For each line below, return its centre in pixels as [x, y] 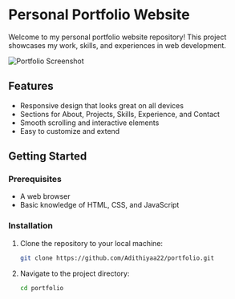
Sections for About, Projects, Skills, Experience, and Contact [120, 114]
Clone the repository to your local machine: [91, 243]
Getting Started [48, 157]
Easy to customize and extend [70, 131]
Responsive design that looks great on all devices [102, 105]
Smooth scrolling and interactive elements [89, 123]
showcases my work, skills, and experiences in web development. [118, 45]
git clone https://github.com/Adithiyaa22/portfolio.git [117, 258]
